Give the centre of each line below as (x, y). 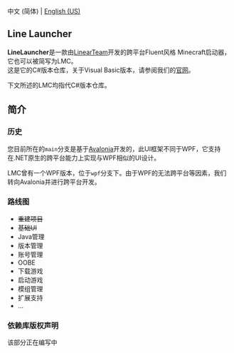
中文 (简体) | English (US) (44, 11)
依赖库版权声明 (33, 325)
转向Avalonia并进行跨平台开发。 (54, 182)
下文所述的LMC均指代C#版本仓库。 (59, 85)
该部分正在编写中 (32, 342)
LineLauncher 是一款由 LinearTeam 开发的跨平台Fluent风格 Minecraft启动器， (119, 52)
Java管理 (31, 236)
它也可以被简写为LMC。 (42, 61)
